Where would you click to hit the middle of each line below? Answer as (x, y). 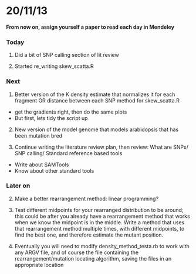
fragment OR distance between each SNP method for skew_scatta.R (97, 100)
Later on (18, 186)
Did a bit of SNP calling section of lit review (67, 55)
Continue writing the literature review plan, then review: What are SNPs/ (102, 147)
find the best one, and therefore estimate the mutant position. (89, 235)
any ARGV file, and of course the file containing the (77, 252)
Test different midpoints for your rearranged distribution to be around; (99, 210)
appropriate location (39, 265)
